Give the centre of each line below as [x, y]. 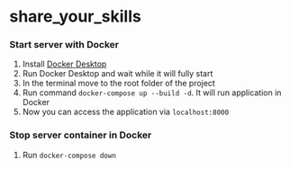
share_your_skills [75, 17]
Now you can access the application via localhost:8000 [126, 112]
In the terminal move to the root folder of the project [119, 84]
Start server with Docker [64, 45]
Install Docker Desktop [64, 64]
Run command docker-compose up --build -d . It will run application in [152, 93]
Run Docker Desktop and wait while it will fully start [118, 74]
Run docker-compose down [69, 155]
